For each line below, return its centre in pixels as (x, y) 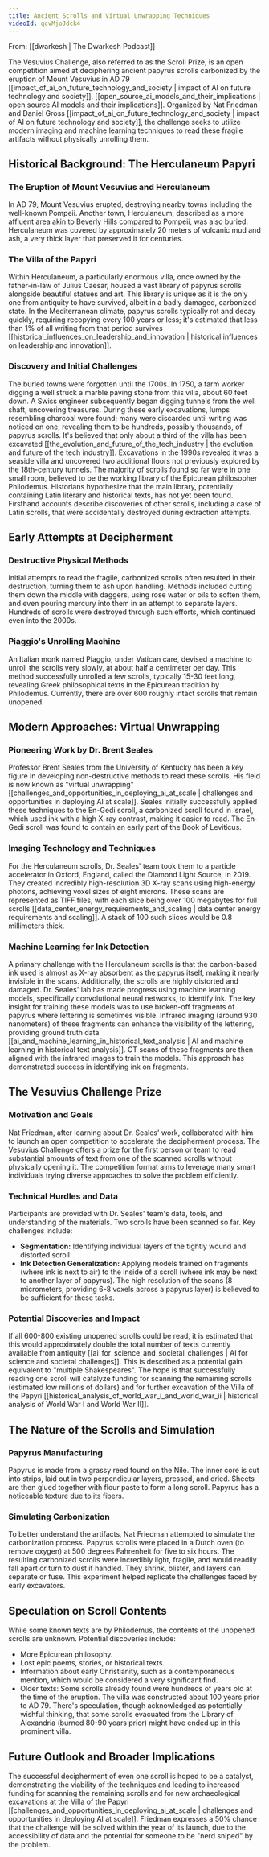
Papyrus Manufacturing (55, 1452)
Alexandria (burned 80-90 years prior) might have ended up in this (130, 1723)
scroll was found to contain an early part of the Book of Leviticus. (134, 827)
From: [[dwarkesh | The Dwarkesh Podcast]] (82, 46)
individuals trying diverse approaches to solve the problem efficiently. (124, 1175)
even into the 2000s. (43, 621)
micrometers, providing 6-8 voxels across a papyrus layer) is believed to (139, 1290)
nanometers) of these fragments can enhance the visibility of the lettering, (131, 1024)
